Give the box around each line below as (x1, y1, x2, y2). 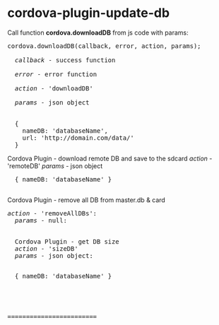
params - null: (14, 216, 67, 224)
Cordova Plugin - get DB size (14, 237, 119, 245)
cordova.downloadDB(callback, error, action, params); (7, 42, 201, 50)
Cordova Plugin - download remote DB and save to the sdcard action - (7, 154, 213, 162)
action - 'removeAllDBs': (7, 209, 97, 217)
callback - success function (14, 56, 116, 64)
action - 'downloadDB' (14, 84, 93, 93)
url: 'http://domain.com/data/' (22, 134, 134, 142)
